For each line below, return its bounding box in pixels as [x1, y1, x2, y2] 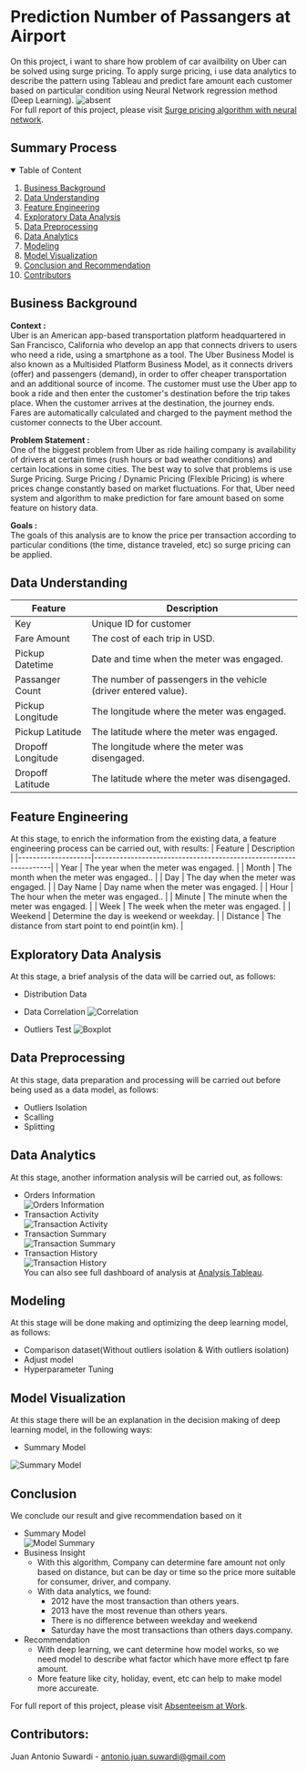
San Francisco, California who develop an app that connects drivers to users [10, 339, 298, 350]
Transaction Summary [23, 1228, 107, 1239]
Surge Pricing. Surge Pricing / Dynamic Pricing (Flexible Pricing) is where [10, 473, 285, 484]
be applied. [10, 548, 53, 559]
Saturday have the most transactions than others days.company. [50, 1624, 293, 1636]
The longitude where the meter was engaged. [91, 705, 286, 718]
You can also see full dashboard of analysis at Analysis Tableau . [23, 1266, 265, 1277]
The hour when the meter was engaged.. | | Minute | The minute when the [10, 891, 288, 903]
